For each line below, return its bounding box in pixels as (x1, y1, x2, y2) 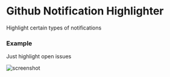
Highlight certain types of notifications (6, 24, 102, 31)
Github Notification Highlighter (6, 4, 164, 18)
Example (6, 39, 33, 48)
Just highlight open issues (6, 53, 72, 60)
